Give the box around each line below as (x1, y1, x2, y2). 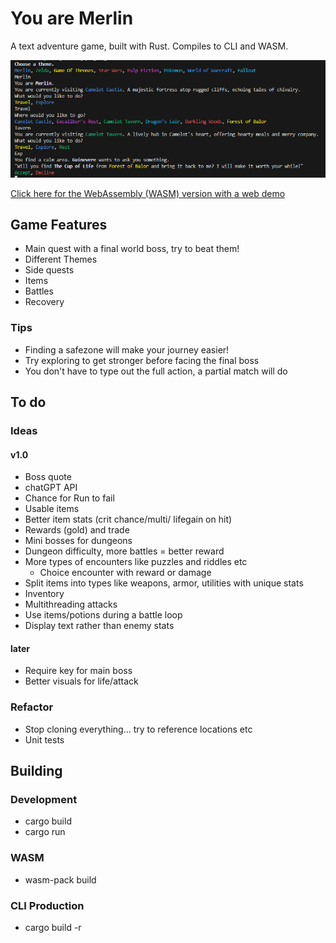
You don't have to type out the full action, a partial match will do (24, 365, 288, 377)
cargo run (24, 826, 66, 838)
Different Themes (24, 253, 98, 266)
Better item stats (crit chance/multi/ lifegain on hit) (24, 513, 233, 526)
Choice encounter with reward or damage (39, 567, 212, 579)
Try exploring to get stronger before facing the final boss (24, 354, 260, 366)
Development (10, 792, 78, 806)
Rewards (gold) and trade (24, 524, 130, 536)
